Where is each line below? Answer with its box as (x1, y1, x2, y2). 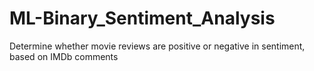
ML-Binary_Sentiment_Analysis (9, 7, 276, 30)
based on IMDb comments (9, 50, 119, 62)
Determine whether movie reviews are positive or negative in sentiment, (9, 40, 306, 52)
